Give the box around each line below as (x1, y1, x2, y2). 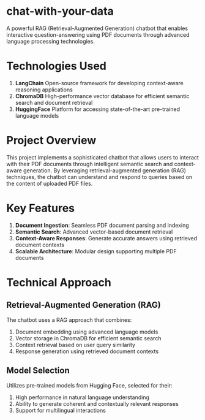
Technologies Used (6, 59, 107, 73)
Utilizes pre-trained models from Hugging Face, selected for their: (6, 381, 173, 389)
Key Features (6, 201, 75, 215)
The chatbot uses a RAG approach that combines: (6, 316, 132, 323)
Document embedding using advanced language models (15, 328, 158, 335)
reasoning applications (15, 86, 73, 93)
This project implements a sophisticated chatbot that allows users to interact (6, 153, 199, 161)
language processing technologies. (6, 37, 95, 45)
